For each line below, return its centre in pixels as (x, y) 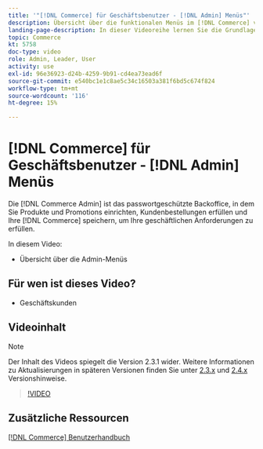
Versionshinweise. (38, 378)
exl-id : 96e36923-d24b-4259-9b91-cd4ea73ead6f (85, 74)
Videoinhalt (37, 328)
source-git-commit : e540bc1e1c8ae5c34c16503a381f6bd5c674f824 (112, 81)
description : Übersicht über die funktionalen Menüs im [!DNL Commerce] (129, 23)
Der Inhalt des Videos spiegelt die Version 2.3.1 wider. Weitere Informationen (131, 361)
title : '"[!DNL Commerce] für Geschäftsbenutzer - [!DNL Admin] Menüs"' (129, 15)
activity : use (31, 67)
